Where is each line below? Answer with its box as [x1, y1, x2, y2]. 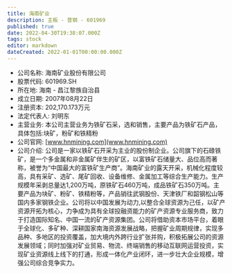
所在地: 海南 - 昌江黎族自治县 [17, 86, 100, 94]
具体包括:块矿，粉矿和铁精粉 [17, 129, 98, 137]
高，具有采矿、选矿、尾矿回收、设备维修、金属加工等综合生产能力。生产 [17, 172, 224, 180]
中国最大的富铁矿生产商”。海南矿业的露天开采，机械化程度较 [50, 163, 224, 171]
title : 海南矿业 [7, 10, 50, 17]
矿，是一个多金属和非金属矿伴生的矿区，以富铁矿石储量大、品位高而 [17, 155, 212, 163]
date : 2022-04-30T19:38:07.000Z [7, 29, 100, 37]
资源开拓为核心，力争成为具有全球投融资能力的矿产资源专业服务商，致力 [17, 207, 224, 215]
